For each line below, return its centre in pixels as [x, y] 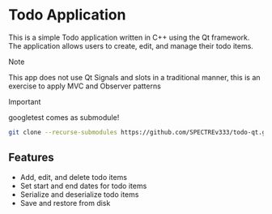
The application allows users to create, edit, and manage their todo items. [131, 45]
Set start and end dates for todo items [83, 186]
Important [25, 101]
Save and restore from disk [65, 203]
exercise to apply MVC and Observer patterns [85, 86]
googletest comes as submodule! [64, 117]
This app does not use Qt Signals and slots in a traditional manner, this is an [134, 77]
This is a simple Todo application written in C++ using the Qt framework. [129, 37]
